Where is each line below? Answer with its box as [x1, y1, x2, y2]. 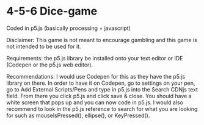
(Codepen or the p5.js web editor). [6, 61, 93, 68]
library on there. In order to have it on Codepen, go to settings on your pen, [6, 79, 195, 87]
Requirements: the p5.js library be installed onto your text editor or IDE [6, 54, 183, 62]
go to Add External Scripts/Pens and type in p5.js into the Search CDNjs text [6, 85, 199, 93]
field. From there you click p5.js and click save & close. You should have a [6, 92, 192, 99]
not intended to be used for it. [6, 43, 81, 50]
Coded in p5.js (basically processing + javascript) [6, 24, 131, 32]
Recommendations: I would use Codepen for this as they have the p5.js [6, 73, 185, 80]
